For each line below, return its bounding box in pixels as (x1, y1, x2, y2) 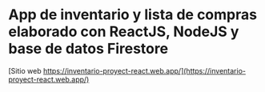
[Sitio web (8, 66, 42, 75)
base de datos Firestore (8, 40, 169, 58)
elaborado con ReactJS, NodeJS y (8, 22, 239, 41)
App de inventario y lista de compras (8, 6, 258, 24)
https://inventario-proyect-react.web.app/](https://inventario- (42, 66, 247, 75)
